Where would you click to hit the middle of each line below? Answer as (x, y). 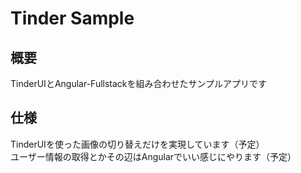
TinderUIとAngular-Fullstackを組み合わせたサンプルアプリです (139, 83)
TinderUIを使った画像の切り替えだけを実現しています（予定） (137, 144)
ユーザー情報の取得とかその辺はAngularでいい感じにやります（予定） (153, 156)
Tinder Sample (72, 18)
